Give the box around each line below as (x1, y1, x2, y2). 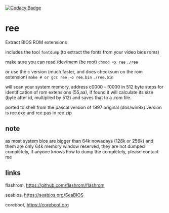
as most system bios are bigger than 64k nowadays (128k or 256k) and (5, 138, 154, 144)
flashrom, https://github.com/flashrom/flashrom (5, 182, 105, 188)
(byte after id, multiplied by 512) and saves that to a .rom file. (5, 94, 132, 101)
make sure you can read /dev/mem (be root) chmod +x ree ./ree (5, 59, 138, 65)
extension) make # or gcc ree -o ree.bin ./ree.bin (5, 74, 114, 80)
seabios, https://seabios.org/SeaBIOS (5, 192, 83, 198)
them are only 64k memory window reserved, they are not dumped (5, 143, 145, 149)
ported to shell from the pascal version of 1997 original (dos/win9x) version (5, 104, 162, 110)
